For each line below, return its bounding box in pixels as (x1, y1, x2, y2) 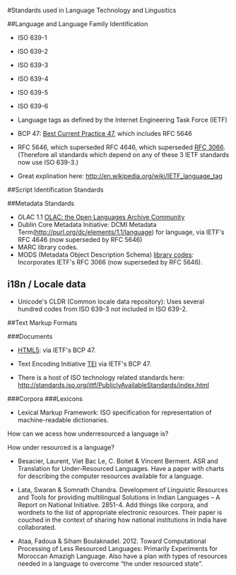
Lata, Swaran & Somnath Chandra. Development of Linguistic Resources (17, 485, 228, 494)
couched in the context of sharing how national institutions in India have (17, 516, 228, 524)
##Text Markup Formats (7, 318, 78, 327)
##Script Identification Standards (7, 185, 104, 194)
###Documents (7, 332, 53, 340)
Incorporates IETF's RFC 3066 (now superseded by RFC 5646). (17, 258, 203, 266)
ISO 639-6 (17, 102, 49, 110)
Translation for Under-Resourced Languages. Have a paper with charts (17, 464, 225, 472)
